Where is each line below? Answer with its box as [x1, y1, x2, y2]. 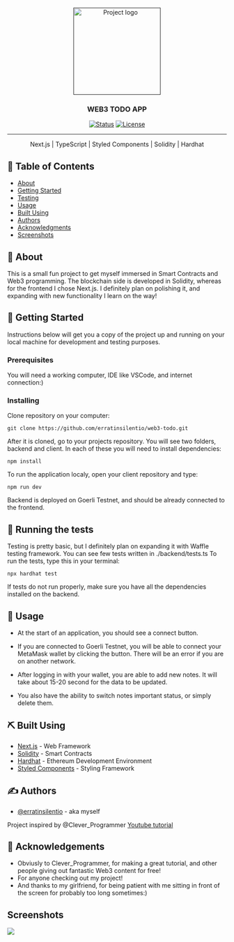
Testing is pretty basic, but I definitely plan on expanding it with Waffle [7, 542, 209, 550]
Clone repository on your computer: [7, 412, 110, 420]
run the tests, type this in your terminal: [7, 557, 120, 565]
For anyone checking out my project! [17, 874, 123, 882]
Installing [7, 395, 40, 405]
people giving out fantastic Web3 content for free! [17, 867, 162, 875]
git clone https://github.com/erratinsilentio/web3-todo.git [7, 425, 189, 432]
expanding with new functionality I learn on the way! [7, 291, 157, 300]
